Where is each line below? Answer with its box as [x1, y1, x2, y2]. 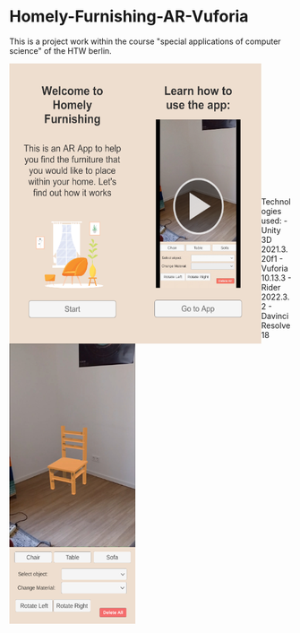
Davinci [261, 310, 289, 321]
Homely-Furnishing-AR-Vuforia [9, 6, 249, 27]
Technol [261, 195, 291, 207]
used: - [261, 215, 288, 226]
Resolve [261, 320, 291, 331]
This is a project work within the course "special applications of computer [9, 36, 281, 47]
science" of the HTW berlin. [9, 45, 112, 56]
